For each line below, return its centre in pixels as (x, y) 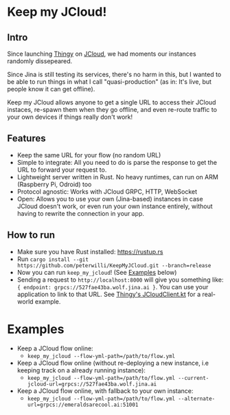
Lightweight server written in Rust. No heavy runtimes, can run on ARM (117, 177)
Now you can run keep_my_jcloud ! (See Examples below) (97, 272)
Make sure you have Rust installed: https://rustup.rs (90, 251)
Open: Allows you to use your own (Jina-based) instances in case (110, 199)
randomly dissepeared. (40, 61)
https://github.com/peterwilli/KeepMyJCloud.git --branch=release (114, 265)
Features (26, 138)
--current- (194, 378)
